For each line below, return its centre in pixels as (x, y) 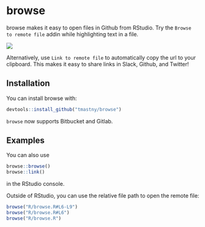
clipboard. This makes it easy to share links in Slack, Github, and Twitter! (98, 64)
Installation (28, 83)
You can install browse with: (42, 98)
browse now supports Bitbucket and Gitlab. (60, 121)
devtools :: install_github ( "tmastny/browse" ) (64, 109)
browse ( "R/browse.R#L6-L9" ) (42, 207)
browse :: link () (26, 172)
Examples (25, 141)
